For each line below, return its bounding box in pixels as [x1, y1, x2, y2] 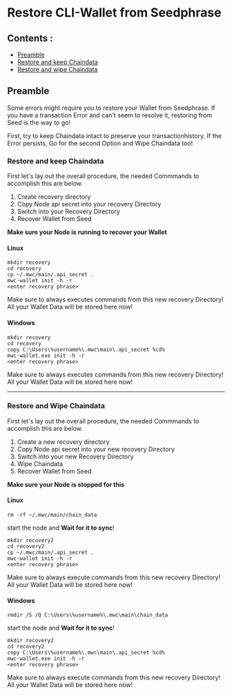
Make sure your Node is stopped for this [7, 480, 125, 488]
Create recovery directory [17, 193, 91, 201]
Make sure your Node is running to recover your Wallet [7, 228, 167, 236]
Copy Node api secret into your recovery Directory [17, 200, 162, 209]
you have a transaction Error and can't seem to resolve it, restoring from [7, 110, 213, 119]
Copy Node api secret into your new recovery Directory [17, 445, 175, 453]
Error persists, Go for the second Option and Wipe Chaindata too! [7, 139, 193, 147]
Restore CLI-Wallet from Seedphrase [7, 5, 222, 21]
